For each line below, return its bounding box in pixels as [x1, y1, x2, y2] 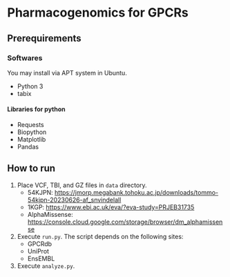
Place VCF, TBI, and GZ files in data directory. [17, 181, 147, 189]
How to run [7, 162, 56, 174]
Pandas [17, 143, 39, 151]
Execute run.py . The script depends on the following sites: [17, 232, 184, 240]
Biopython [17, 128, 47, 136]
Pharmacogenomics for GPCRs [7, 5, 189, 21]
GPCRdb [27, 240, 52, 248]
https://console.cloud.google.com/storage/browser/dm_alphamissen [27, 218, 223, 226]
